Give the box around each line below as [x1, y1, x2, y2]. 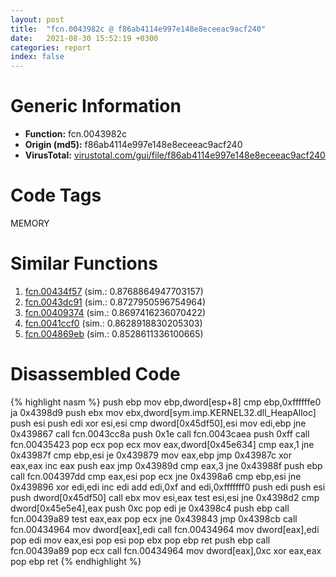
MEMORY [10, 217, 50, 229]
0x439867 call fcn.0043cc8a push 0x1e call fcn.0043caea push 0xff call [10, 427, 310, 440]
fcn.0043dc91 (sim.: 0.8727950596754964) [24, 296, 207, 308]
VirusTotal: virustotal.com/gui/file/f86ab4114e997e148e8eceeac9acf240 [24, 149, 326, 161]
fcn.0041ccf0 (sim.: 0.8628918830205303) [24, 317, 203, 329]
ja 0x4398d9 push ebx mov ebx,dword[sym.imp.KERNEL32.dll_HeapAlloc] [10, 406, 317, 418]
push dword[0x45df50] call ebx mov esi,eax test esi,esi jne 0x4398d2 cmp [10, 491, 320, 503]
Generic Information [10, 95, 182, 118]
